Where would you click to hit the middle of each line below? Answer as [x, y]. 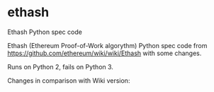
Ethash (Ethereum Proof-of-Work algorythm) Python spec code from [107, 45]
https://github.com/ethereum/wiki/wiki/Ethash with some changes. [105, 53]
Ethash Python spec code [45, 32]
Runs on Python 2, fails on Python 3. [60, 67]
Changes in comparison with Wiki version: [69, 80]
